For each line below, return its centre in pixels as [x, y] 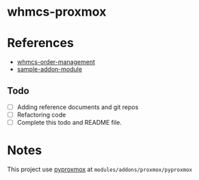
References [40, 43]
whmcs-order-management [56, 62]
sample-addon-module [50, 70]
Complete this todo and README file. [69, 123]
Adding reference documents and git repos [78, 107]
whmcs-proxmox [57, 12]
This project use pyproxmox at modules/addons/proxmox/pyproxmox [100, 169]
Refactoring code [41, 115]
